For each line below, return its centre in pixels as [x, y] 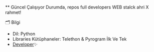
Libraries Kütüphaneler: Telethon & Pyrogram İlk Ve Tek [69, 39]
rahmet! [13, 12]
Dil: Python [24, 34]
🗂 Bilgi [13, 22]
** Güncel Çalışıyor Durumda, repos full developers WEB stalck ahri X [77, 7]
